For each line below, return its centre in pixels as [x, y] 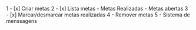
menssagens [21, 21]
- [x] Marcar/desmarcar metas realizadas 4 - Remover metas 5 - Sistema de [98, 15]
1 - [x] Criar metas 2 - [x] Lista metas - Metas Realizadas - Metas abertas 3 [97, 9]
